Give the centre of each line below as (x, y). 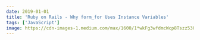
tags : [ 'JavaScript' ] (33, 22)
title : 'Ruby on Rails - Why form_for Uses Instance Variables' (87, 17)
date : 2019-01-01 (28, 11)
